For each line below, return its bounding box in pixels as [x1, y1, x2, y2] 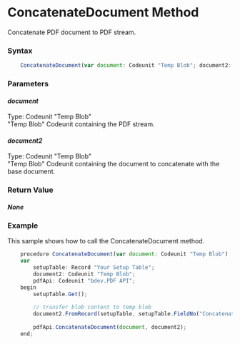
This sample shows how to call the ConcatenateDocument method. [7, 237, 205, 246]
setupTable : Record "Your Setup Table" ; [33, 264, 155, 271]
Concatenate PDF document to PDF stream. [7, 28, 136, 36]
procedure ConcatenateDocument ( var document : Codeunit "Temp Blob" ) [20, 251, 229, 258]
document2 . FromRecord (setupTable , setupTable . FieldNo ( [33, 310, 200, 318]
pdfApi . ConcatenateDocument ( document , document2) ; [33, 323, 187, 330]
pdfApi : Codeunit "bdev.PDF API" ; [33, 277, 136, 284]
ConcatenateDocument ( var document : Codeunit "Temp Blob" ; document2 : [20, 62, 232, 69]
